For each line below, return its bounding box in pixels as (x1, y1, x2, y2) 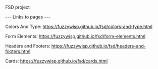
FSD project (5, 4, 30, 10)
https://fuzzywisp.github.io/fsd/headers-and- (51, 43, 146, 49)
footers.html (5, 48, 31, 54)
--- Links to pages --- (5, 14, 50, 19)
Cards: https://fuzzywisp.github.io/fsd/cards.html (5, 58, 108, 64)
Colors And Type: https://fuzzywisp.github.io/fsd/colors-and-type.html (5, 23, 153, 29)
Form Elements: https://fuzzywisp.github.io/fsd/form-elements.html (5, 33, 145, 39)
